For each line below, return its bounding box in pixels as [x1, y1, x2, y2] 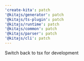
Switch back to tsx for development [5, 49, 79, 56]
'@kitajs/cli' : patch [5, 36, 51, 41]
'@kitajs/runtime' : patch [5, 21, 59, 27]
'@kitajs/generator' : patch [5, 12, 64, 17]
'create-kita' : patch [5, 7, 51, 13]
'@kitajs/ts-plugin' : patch [5, 17, 64, 22]
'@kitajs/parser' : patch [5, 31, 57, 36]
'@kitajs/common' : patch [5, 26, 57, 32]
